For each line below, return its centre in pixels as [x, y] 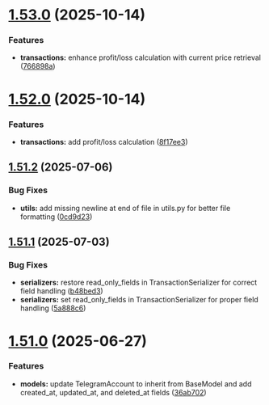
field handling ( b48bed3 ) [61, 291]
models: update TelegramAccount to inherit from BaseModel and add [136, 384]
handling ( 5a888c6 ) [53, 308]
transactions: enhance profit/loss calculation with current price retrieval [140, 57]
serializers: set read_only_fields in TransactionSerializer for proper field [139, 300]
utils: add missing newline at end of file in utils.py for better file [125, 208]
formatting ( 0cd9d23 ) [56, 217]
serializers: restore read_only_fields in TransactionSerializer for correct [139, 283]
